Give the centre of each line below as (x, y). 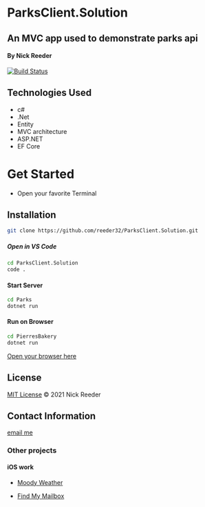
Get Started (41, 174)
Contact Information (52, 416)
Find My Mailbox (41, 496)
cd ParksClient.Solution (43, 263)
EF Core (29, 146)
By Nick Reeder (30, 56)
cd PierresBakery (32, 336)
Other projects (32, 450)
